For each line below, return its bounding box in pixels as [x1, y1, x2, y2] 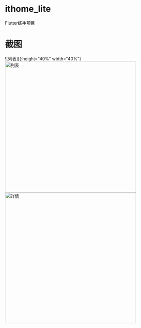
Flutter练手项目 [5, 20, 35, 26]
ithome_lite [5, 3, 51, 15]
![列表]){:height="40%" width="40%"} [5, 56, 81, 62]
